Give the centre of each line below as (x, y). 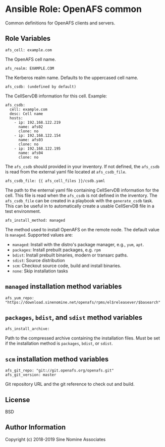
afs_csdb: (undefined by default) (41, 87)
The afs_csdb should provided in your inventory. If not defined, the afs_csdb (82, 166)
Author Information (35, 427)
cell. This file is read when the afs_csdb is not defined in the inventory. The (81, 195)
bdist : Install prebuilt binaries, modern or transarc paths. (70, 255)
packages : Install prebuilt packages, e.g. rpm (56, 250)
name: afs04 (30, 153)
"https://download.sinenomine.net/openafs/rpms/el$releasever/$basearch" (83, 302)
